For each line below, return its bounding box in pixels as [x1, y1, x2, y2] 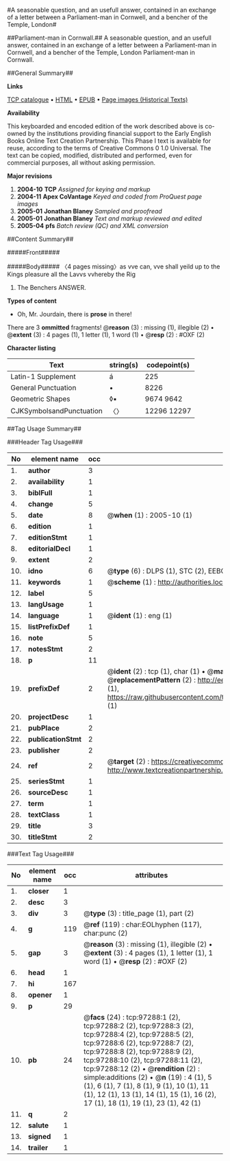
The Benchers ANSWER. [16, 284, 87, 291]
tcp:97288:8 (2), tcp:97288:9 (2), [83, 1047, 194, 1056]
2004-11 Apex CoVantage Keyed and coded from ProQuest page [16, 192, 203, 200]
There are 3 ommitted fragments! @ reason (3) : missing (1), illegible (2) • [7, 323, 214, 332]
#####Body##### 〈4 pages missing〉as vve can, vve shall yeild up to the [7, 262, 220, 271]
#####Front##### [7, 249, 60, 256]
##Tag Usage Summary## [7, 425, 82, 433]
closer [28, 886, 49, 895]
